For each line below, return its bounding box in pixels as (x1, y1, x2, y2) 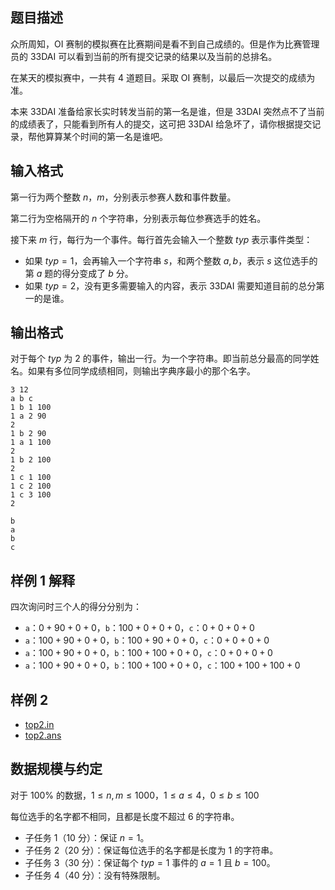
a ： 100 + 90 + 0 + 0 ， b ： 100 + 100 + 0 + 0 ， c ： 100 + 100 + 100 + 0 (24, 659, 301, 672)
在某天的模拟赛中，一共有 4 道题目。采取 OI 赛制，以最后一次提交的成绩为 (10, 71, 316, 83)
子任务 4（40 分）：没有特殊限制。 (24, 869, 166, 881)
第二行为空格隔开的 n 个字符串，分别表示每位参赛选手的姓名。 (10, 212, 267, 224)
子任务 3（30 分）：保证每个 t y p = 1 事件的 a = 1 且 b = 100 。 (24, 856, 276, 868)
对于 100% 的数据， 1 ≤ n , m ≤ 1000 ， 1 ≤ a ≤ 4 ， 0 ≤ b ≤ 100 (10, 789, 260, 801)
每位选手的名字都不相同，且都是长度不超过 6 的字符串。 (10, 810, 240, 822)
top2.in (24, 719, 55, 731)
